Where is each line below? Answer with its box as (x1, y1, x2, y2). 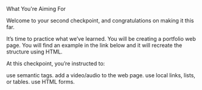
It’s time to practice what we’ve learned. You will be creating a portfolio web (6, 35, 196, 42)
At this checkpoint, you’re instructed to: (6, 60, 105, 67)
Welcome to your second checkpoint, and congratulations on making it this (6, 17, 194, 24)
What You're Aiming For (6, 5, 66, 12)
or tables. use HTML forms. (6, 78, 75, 85)
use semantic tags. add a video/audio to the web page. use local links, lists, (6, 72, 196, 78)
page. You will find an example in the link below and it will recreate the (6, 42, 183, 49)
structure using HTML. (6, 48, 63, 55)
